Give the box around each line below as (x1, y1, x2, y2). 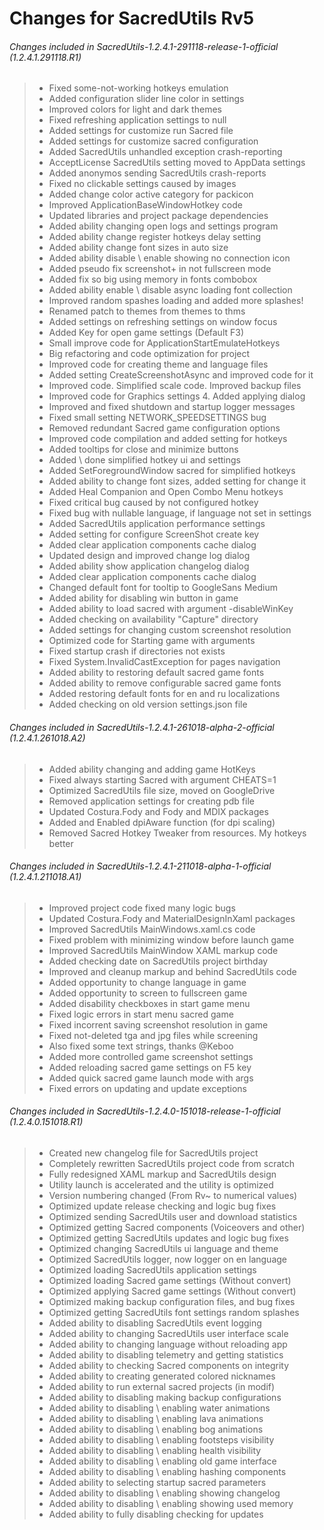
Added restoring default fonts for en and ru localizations (48, 688, 281, 700)
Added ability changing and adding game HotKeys (48, 763, 256, 775)
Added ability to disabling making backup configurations (48, 1392, 282, 1403)
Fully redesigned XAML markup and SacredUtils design (48, 1168, 277, 1180)
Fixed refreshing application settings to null (48, 114, 227, 126)
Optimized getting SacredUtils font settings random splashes (48, 1307, 300, 1318)
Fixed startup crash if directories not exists (48, 645, 226, 657)
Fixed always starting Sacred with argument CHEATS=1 (48, 773, 277, 786)
